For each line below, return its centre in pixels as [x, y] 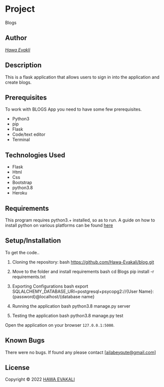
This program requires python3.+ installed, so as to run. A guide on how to [80, 220]
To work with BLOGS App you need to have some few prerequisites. [73, 109]
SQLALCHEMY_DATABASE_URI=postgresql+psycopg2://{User [75, 291]
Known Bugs [25, 341]
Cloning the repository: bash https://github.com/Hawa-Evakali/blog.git [83, 262]
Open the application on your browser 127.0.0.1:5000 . [60, 325]
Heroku [20, 193]
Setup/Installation [33, 241]
